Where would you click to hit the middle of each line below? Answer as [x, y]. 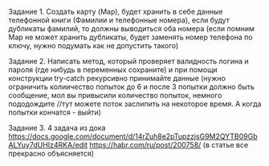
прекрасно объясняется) [51, 153]
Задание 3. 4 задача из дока [57, 128]
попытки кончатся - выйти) [55, 112]
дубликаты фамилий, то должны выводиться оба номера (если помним [132, 28]
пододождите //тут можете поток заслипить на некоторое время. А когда [135, 104]
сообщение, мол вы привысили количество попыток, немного [115, 95]
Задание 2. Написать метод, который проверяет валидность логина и [128, 61]
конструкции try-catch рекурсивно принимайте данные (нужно [117, 78]
